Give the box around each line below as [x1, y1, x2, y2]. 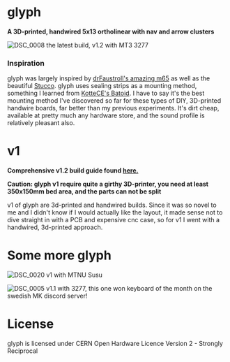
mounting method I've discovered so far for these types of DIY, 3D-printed [7, 96, 222, 105]
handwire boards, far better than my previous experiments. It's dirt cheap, [7, 104, 220, 113]
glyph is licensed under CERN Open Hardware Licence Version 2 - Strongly [7, 340, 223, 348]
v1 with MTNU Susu [46, 270, 103, 280]
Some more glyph [7, 247, 112, 263]
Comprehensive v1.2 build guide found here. [7, 166, 139, 175]
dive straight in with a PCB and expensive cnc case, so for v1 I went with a [7, 216, 220, 224]
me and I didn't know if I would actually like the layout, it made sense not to [7, 208, 223, 217]
